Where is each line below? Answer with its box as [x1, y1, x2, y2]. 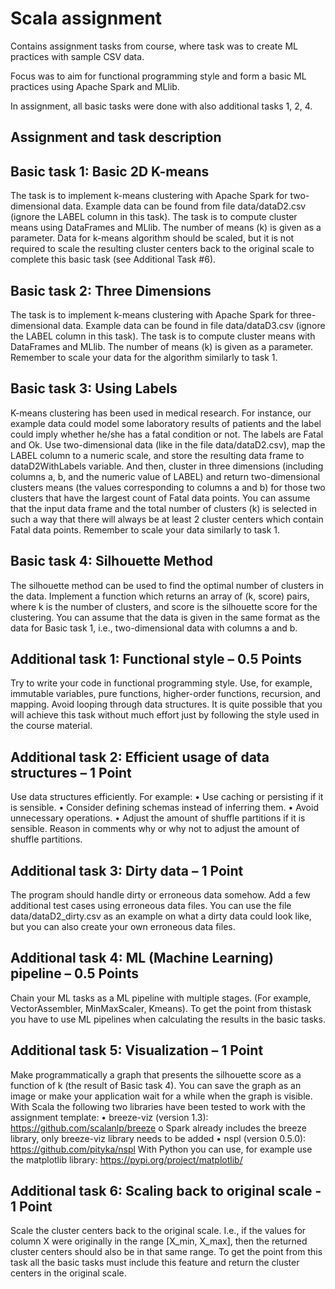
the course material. [10, 720, 93, 732]
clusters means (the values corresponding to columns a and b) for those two [10, 481, 326, 493]
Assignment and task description [10, 129, 222, 146]
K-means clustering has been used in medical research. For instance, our [10, 407, 312, 419]
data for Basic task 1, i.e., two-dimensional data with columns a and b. [10, 622, 298, 634]
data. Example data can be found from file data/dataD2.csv [62, 200, 307, 212]
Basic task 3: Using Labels [10, 380, 178, 397]
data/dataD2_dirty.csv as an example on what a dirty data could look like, [10, 910, 312, 922]
